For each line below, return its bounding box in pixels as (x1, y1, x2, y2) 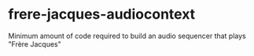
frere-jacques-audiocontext (8, 5, 196, 23)
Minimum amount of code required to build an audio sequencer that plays (8, 31, 246, 40)
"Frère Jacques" (8, 39, 61, 48)
